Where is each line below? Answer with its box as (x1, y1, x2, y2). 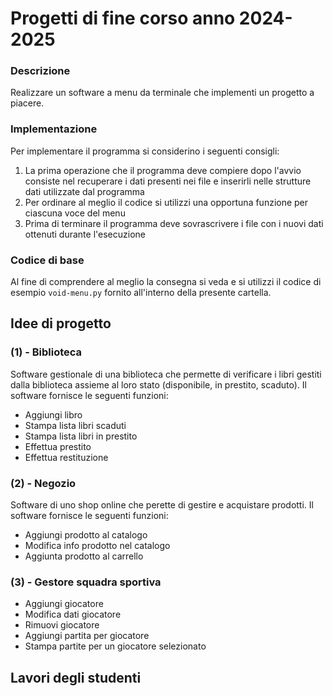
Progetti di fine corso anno (10, 7, 236, 30)
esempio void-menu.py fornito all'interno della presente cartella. (10, 287, 272, 299)
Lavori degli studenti (10, 669, 142, 686)
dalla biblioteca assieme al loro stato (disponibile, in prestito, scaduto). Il (10, 378, 307, 391)
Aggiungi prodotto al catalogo (24, 529, 148, 541)
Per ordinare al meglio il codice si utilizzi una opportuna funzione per (24, 196, 309, 208)
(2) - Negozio (10, 476, 77, 490)
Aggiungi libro (24, 408, 83, 421)
